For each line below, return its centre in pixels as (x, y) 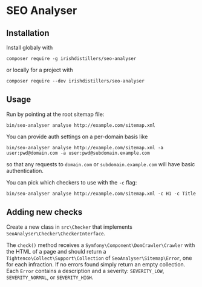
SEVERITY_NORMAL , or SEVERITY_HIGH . (50, 277)
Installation (28, 33)
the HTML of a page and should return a (56, 251)
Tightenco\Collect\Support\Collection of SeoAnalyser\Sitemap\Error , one (99, 258)
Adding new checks (44, 212)
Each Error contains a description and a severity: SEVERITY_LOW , (85, 271)
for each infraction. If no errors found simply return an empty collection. (96, 264)
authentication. (25, 171)
